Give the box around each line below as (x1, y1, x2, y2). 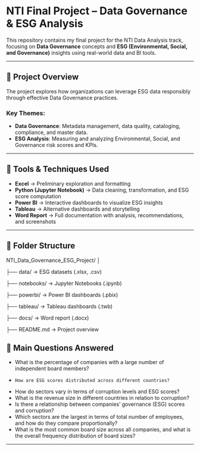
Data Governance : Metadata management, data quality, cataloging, (14, 123, 180, 130)
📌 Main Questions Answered (6, 343, 114, 353)
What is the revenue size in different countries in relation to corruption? (14, 394, 189, 402)
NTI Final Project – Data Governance (6, 4, 188, 18)
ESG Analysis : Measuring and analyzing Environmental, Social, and (14, 135, 180, 142)
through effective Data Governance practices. (6, 94, 118, 101)
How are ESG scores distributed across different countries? (14, 378, 170, 384)
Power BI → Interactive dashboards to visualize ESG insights (14, 199, 163, 206)
